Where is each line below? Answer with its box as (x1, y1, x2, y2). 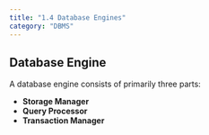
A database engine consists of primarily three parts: (9, 78, 202, 90)
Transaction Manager (22, 115, 105, 126)
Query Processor (22, 105, 88, 117)
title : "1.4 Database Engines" (9, 13, 126, 22)
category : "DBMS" (9, 22, 74, 31)
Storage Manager (22, 96, 90, 107)
